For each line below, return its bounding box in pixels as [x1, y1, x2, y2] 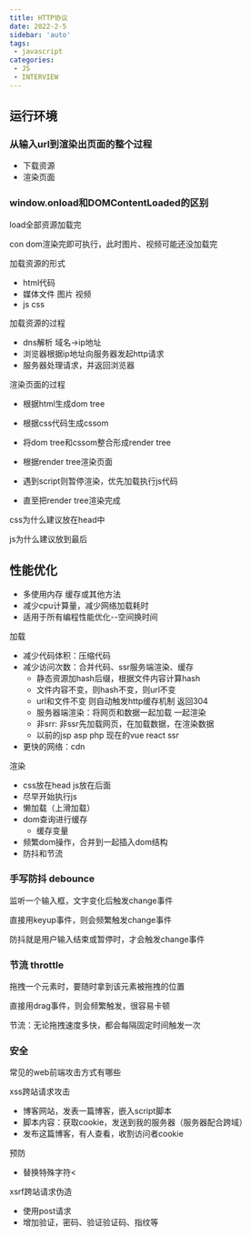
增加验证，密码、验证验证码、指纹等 [22, 1217, 159, 1228]
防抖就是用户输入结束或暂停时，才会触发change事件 [9, 933, 206, 944]
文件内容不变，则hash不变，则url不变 [35, 684, 176, 695]
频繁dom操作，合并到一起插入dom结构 [22, 836, 168, 847]
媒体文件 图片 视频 [22, 288, 92, 299]
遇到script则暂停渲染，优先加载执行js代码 [22, 475, 178, 487]
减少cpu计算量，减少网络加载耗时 [22, 599, 149, 610]
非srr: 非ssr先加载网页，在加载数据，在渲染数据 [35, 718, 215, 729]
